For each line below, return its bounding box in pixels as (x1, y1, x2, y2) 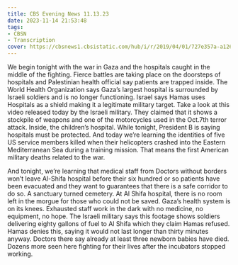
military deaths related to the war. (7, 153, 106, 162)
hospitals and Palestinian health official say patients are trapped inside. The (7, 78, 228, 86)
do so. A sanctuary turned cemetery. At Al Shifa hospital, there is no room (7, 189, 222, 198)
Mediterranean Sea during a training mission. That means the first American (7, 146, 229, 154)
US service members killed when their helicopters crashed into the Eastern (7, 138, 226, 146)
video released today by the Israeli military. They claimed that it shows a (7, 108, 218, 116)
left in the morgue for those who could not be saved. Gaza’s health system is (7, 197, 231, 205)
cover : (7, 43, 27, 50)
